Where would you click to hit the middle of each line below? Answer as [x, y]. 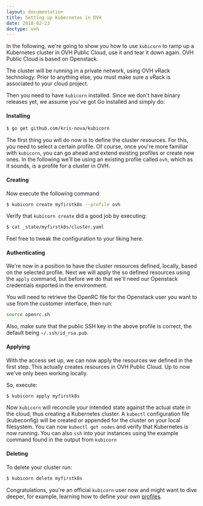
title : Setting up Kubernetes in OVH [54, 18]
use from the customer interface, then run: [59, 303]
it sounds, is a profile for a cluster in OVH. [58, 166]
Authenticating [26, 252]
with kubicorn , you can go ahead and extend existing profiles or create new [101, 153]
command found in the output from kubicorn [62, 440]
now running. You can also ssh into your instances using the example [92, 433]
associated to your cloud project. [48, 84]
